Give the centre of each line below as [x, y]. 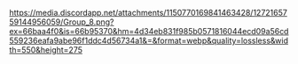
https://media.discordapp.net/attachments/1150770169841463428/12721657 [149, 13]
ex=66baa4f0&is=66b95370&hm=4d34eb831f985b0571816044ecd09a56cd [149, 31]
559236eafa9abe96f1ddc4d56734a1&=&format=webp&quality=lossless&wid [149, 40]
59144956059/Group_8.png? [62, 22]
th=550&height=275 [46, 50]
